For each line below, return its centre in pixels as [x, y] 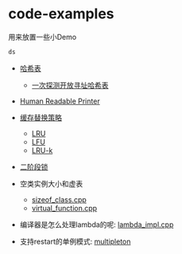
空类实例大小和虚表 [51, 183]
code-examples [61, 14]
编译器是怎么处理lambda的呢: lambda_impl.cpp [97, 225]
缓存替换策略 [41, 117]
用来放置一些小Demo [43, 37]
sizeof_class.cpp [59, 199]
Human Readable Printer [60, 101]
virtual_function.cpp [64, 208]
